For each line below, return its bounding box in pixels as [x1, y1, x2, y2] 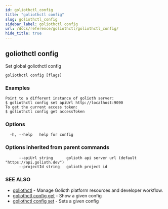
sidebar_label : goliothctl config [5, 21, 78, 27]
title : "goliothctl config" [5, 12, 65, 17]
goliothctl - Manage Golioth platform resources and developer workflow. [12, 187, 163, 193]
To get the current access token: [5, 104, 78, 110]
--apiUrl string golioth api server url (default [18, 155, 137, 161]
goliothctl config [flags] [5, 73, 62, 78]
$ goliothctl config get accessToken [5, 109, 85, 114]
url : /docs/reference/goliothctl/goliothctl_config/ [5, 26, 119, 31]
